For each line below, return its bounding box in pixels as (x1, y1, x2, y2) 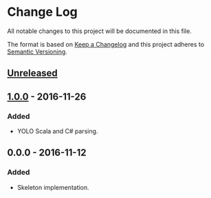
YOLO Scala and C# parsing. (16, 127, 98, 135)
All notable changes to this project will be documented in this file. (7, 27, 192, 35)
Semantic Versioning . (7, 47, 67, 56)
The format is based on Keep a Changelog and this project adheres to (7, 40, 205, 48)
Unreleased (7, 67, 58, 79)
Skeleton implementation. (16, 183, 89, 191)
